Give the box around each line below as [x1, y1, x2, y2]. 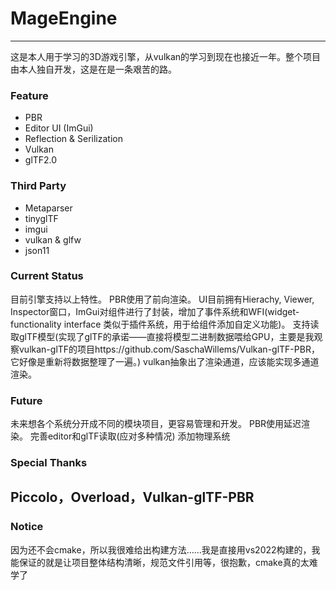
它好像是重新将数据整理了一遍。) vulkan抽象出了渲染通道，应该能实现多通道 [10, 355, 320, 367]
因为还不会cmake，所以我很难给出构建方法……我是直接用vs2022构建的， [10, 543, 312, 556]
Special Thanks [10, 456, 88, 470]
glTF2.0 [24, 154, 58, 166]
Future [10, 393, 43, 407]
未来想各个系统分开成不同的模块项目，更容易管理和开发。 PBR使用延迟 [10, 418, 302, 430]
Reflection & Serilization [24, 133, 123, 145]
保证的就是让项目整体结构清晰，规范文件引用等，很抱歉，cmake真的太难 [18, 556, 318, 568]
